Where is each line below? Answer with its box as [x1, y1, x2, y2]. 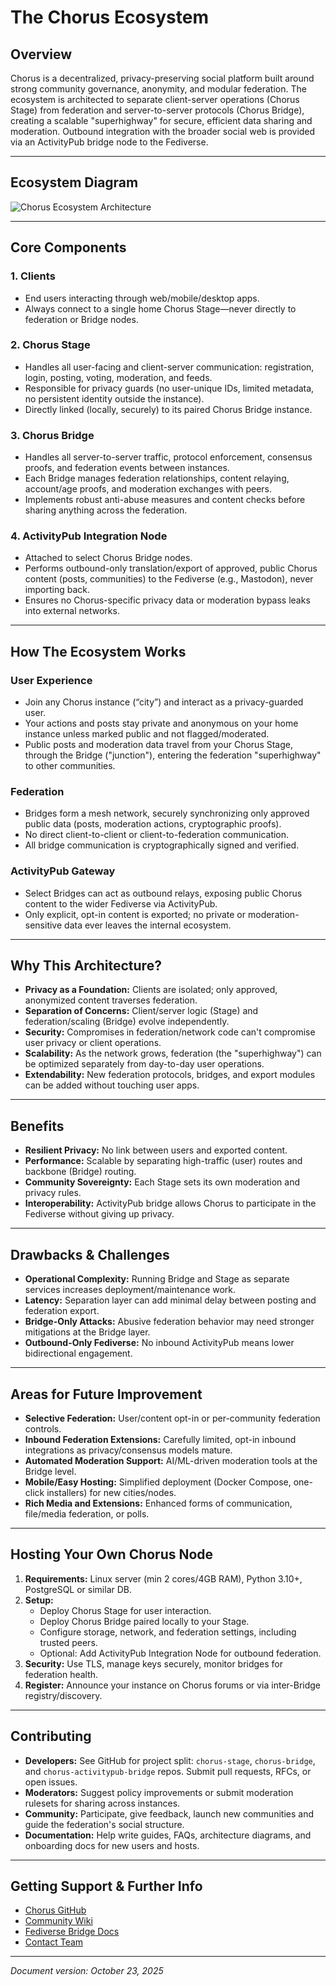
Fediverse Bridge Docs [24, 1926, 120, 1938]
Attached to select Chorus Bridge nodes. [24, 552, 193, 564]
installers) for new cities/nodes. [46, 1486, 177, 1498]
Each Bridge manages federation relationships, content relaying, [24, 472, 290, 485]
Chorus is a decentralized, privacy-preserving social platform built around [10, 72, 315, 84]
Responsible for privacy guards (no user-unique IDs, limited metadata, [24, 382, 315, 394]
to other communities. [24, 760, 116, 772]
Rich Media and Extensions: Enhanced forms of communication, [24, 1497, 293, 1509]
